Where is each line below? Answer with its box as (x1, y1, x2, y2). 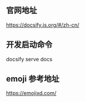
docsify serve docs (6, 55, 53, 62)
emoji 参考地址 (6, 74, 60, 84)
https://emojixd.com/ (6, 90, 57, 97)
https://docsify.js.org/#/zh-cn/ (6, 21, 80, 28)
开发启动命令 (6, 40, 53, 50)
